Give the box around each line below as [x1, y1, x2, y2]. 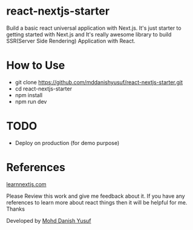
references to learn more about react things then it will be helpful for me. [6, 198, 188, 206]
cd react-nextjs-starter [15, 85, 73, 92]
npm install [15, 91, 43, 98]
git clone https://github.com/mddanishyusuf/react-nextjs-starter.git [15, 78, 183, 86]
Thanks [6, 205, 25, 212]
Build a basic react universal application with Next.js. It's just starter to [6, 24, 182, 32]
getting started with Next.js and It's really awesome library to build [6, 30, 172, 38]
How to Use [6, 59, 65, 72]
